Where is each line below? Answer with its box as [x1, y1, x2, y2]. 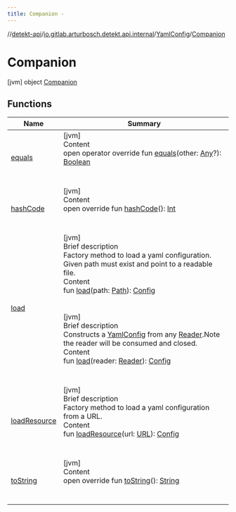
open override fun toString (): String [63, 476, 180, 486]
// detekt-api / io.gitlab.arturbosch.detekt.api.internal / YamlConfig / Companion [7, 30, 226, 38]
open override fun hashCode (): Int [63, 204, 176, 213]
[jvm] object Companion [7, 77, 77, 86]
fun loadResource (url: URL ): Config [63, 429, 180, 439]
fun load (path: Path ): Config [63, 286, 156, 296]
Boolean [63, 157, 91, 167]
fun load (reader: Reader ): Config [63, 356, 171, 366]
